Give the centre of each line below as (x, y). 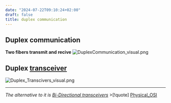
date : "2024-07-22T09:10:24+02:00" (43, 10)
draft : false (19, 15)
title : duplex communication (36, 19)
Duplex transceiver (36, 68)
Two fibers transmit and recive (38, 52)
